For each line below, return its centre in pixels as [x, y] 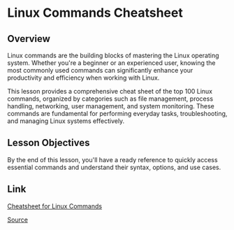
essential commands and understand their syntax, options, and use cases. [114, 167]
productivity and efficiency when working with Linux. [83, 78]
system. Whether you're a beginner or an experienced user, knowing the [111, 63]
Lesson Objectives [49, 143]
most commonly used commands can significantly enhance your [100, 70]
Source [17, 220]
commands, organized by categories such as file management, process [110, 99]
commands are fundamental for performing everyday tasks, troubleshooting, [117, 114]
